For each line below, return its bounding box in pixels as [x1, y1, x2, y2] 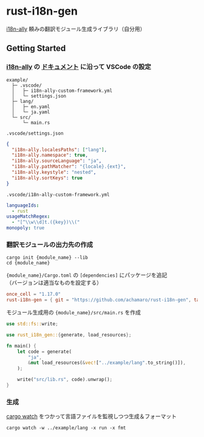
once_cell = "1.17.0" [6, 291, 61, 297]
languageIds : [6, 202, 39, 208]
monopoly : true [6, 225, 45, 231]
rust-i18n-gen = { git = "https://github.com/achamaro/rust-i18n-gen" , [6, 297, 191, 303]
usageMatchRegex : [6, 213, 50, 220]
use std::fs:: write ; [6, 321, 59, 327]
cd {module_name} [6, 260, 50, 266]
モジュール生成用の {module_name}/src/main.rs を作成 [6, 309, 141, 316]
